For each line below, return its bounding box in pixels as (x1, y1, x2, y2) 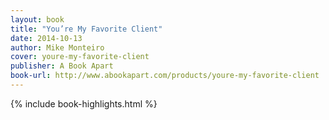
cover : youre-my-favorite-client (10, 52, 150, 62)
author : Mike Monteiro (10, 42, 105, 53)
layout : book (10, 14, 65, 25)
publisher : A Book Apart (10, 61, 114, 71)
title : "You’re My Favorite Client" (10, 24, 163, 34)
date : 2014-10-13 (10, 33, 83, 43)
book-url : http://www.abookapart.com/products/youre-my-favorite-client (10, 71, 320, 81)
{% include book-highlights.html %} (10, 97, 158, 110)
